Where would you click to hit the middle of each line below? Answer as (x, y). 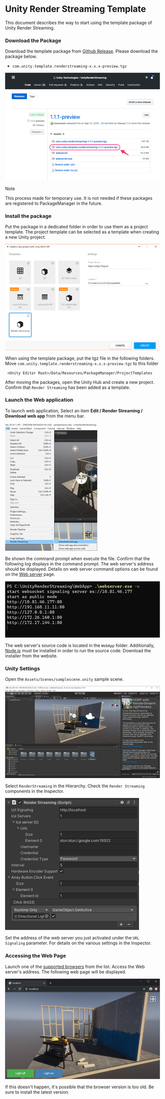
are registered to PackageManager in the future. (54, 203)
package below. (21, 56)
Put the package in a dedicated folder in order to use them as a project (77, 227)
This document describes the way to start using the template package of (79, 23)
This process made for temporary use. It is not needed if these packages (79, 198)
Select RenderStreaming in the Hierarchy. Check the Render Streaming (75, 786)
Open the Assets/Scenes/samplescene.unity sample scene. (65, 679)
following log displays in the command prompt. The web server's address (79, 563)
